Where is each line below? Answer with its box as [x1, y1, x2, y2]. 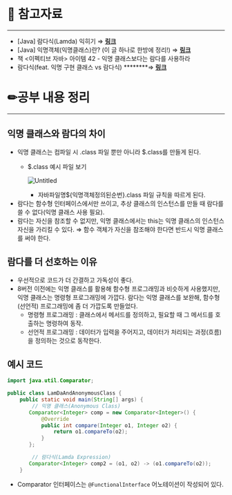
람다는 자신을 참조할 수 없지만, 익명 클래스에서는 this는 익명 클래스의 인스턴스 [17, 216, 225, 225]
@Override [41, 415, 70, 422]
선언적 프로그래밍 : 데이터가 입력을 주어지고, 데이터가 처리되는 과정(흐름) [27, 327, 222, 336]
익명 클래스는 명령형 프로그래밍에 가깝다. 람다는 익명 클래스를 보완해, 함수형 [17, 293, 220, 301]
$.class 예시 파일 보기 [27, 162, 87, 170]
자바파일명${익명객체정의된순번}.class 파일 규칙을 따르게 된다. [37, 190, 206, 199]
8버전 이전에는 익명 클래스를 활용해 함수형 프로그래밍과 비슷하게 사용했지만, [17, 285, 221, 293]
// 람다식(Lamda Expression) [32, 454, 112, 461]
